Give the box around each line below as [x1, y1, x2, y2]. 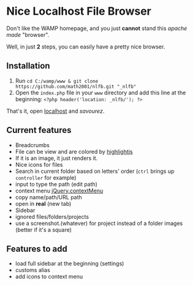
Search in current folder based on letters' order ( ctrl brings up [15, 167, 175, 175]
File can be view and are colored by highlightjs [15, 148, 133, 155]
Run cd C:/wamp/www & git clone [15, 77, 99, 84]
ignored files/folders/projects [15, 213, 89, 220]
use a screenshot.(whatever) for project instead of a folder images [15, 219, 183, 227]
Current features [6, 125, 72, 135]
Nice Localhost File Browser [6, 4, 151, 18]
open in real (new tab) [15, 200, 72, 207]
